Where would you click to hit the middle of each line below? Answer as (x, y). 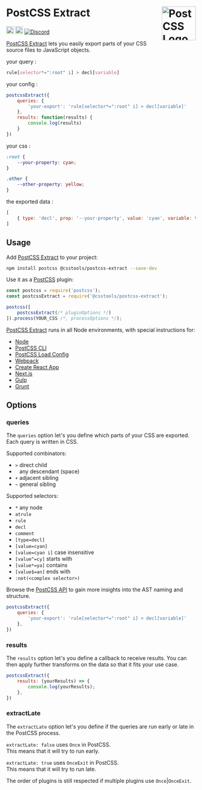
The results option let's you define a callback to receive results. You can (97, 658)
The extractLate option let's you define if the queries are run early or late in (100, 726)
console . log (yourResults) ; (62, 686)
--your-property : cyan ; (47, 163)
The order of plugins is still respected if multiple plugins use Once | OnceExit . (99, 780)
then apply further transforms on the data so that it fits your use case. (93, 665)
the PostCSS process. (33, 733)
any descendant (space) (49, 471)
